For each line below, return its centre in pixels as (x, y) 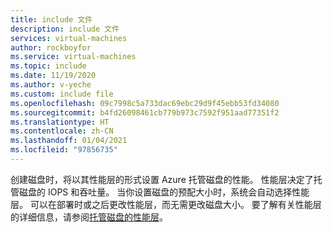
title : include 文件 (51, 19)
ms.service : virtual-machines (73, 57)
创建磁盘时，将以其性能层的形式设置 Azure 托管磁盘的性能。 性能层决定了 (162, 179)
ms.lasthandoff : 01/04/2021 (69, 141)
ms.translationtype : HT (60, 122)
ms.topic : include (48, 66)
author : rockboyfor (51, 47)
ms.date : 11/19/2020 (53, 76)
